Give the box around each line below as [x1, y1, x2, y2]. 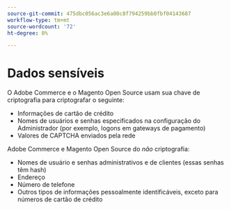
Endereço [17, 173, 45, 181]
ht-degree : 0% [7, 29, 49, 37]
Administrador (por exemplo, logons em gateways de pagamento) [17, 124, 206, 133]
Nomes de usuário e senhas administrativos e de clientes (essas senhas [17, 158, 224, 167]
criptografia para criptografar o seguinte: [7, 96, 125, 104]
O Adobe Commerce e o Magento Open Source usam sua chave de [7, 88, 200, 97]
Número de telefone [17, 181, 75, 189]
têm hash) [17, 166, 47, 174]
